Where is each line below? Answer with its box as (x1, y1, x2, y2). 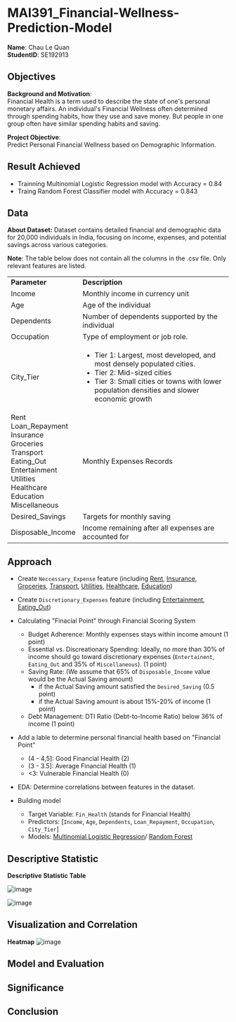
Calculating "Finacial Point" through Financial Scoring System (17, 616, 196, 625)
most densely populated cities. (94, 359, 195, 369)
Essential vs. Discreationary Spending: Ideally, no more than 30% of (27, 645, 225, 653)
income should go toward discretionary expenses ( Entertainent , (27, 653, 215, 661)
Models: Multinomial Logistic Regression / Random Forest (27, 832, 193, 841)
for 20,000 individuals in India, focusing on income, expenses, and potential (7, 233, 227, 241)
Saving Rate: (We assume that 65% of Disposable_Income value (27, 668, 211, 676)
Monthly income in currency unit (82, 289, 190, 299)
